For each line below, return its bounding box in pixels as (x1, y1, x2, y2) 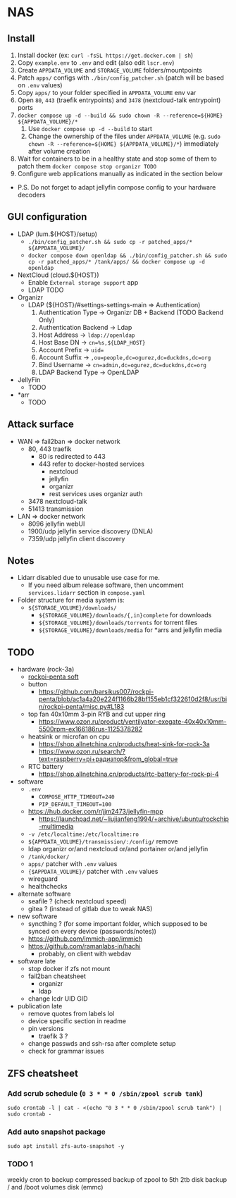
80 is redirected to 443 (38, 452, 106, 460)
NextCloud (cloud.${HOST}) (17, 271, 100, 279)
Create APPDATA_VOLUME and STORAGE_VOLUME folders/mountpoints (17, 66, 203, 74)
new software (17, 912, 58, 920)
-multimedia (38, 822, 74, 831)
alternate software (17, 889, 71, 898)
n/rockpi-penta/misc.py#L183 (38, 703, 125, 711)
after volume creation (27, 147, 90, 155)
